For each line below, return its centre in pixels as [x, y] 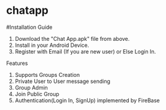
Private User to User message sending [63, 81]
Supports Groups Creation [47, 75]
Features [17, 63]
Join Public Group [37, 94]
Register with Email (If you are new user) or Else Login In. [85, 51]
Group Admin [31, 87]
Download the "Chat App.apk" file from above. [72, 38]
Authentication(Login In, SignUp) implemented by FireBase [87, 100]
